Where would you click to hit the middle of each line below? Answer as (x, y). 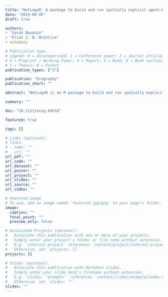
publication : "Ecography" (32, 79)
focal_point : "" (26, 217)
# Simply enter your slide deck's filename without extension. (74, 272)
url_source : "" (21, 185)
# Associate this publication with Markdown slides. (63, 268)
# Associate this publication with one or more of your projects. (78, 236)
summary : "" (17, 102)
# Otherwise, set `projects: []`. (43, 249)
